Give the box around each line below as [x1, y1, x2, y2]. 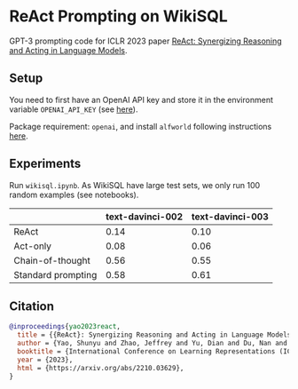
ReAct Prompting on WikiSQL [9, 6, 228, 27]
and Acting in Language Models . [9, 44, 128, 55]
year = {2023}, [17, 355, 74, 364]
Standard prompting [13, 268, 98, 281]
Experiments [9, 156, 82, 171]
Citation [9, 298, 55, 314]
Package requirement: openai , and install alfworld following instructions [9, 121, 272, 131]
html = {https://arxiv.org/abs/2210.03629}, [17, 363, 184, 372]
